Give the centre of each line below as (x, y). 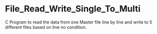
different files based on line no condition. (46, 27)
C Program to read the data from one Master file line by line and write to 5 (79, 22)
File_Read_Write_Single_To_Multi (73, 9)
